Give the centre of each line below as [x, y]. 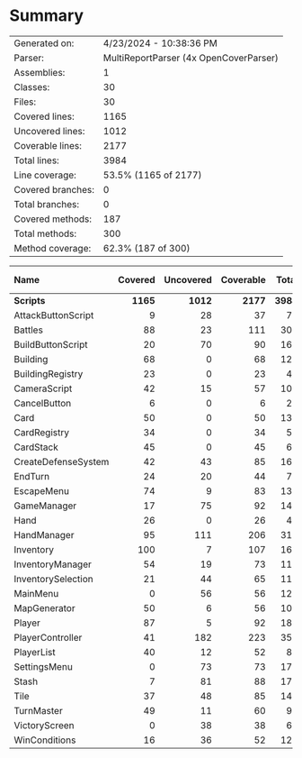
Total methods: [45, 233]
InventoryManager [53, 564]
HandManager [44, 534]
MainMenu [36, 593]
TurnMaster [38, 710]
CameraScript [43, 388]
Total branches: [47, 204]
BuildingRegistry [49, 373]
